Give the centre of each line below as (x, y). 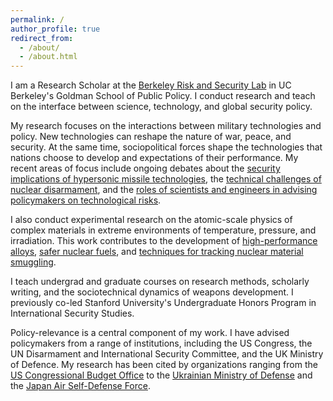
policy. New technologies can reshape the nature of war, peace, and (151, 137)
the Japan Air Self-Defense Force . (81, 386)
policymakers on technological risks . (86, 200)
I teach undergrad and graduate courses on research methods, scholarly (160, 282)
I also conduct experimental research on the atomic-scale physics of (151, 220)
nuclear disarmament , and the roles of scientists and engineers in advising (164, 190)
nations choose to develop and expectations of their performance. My (154, 158)
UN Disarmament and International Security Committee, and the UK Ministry (167, 354)
